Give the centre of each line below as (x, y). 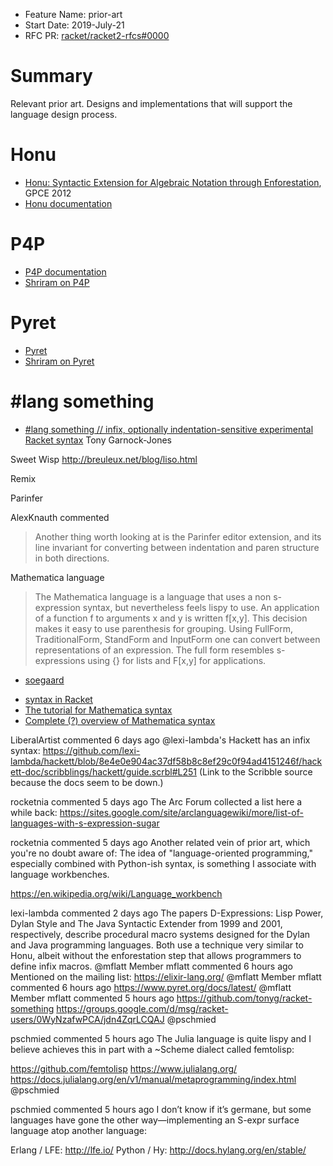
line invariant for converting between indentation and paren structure (177, 547)
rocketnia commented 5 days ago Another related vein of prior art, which (160, 842)
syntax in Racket (58, 699)
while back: (34, 812)
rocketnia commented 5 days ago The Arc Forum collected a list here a (156, 801)
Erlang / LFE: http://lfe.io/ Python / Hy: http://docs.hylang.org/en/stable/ (158, 1150)
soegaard (44, 680)
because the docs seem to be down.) (87, 782)
